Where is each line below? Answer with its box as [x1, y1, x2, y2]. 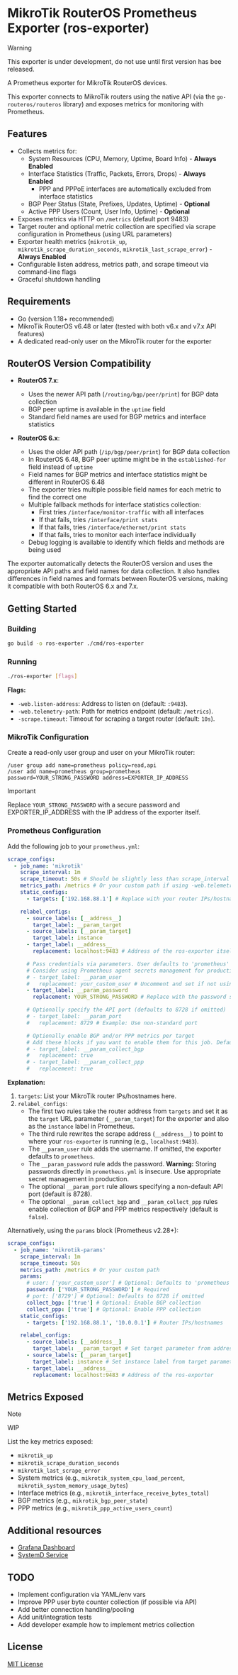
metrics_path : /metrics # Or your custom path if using [20, 882, 189, 890]
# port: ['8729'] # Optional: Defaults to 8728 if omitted [25, 1293, 204, 1300]
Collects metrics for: [17, 147, 77, 155]
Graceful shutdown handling [17, 275, 101, 283]
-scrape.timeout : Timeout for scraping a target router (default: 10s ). [17, 714, 215, 723]
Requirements [7, 296, 71, 308]
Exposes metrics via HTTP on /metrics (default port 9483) [17, 214, 189, 223]
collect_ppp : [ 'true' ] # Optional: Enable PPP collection [25, 1305, 201, 1313]
